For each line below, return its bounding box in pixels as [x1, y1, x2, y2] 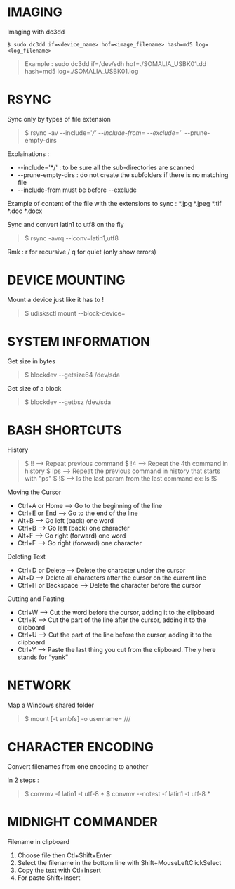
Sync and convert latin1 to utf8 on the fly [7, 220, 124, 228]
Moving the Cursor [7, 488, 62, 496]
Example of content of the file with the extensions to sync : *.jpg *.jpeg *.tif [7, 199, 222, 207]
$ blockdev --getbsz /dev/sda [24, 398, 111, 406]
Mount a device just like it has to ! [7, 295, 104, 304]
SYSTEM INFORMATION [7, 334, 150, 349]
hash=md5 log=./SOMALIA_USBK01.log [24, 67, 139, 75]
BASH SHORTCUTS [7, 422, 121, 438]
